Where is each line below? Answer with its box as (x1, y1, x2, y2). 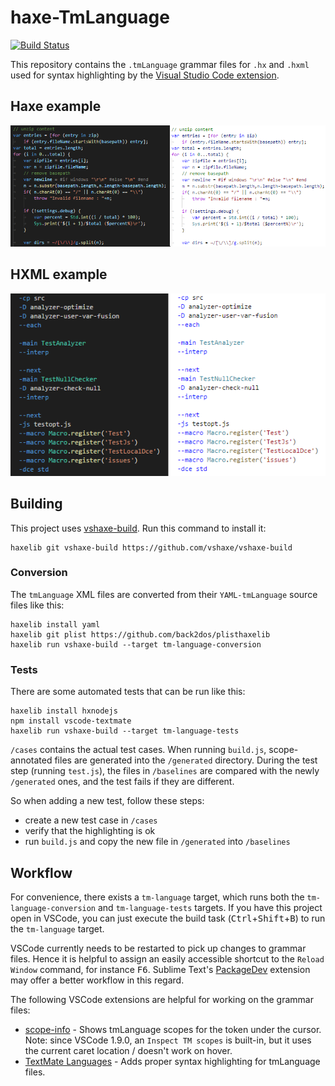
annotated (10, 754, 53, 766)
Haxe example (10, 98, 102, 115)
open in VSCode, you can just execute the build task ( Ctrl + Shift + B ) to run (10, 912, 326, 924)
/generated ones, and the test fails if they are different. (10, 776, 235, 788)
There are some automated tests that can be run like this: (10, 686, 246, 698)
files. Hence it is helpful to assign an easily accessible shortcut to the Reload (10, 952, 325, 965)
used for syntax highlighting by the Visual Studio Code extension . (10, 69, 280, 81)
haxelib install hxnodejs (10, 706, 118, 716)
